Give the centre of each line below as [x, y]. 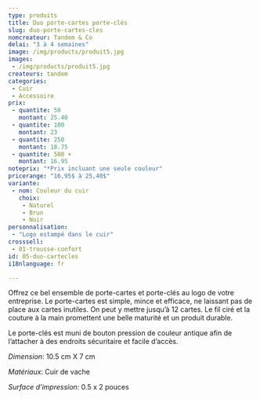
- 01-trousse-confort [47, 249]
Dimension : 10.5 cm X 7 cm [52, 357]
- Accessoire [33, 96]
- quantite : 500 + [42, 154]
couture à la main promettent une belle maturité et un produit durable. [121, 318]
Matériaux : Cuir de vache [49, 372]
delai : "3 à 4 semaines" [49, 45]
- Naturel [38, 205]
